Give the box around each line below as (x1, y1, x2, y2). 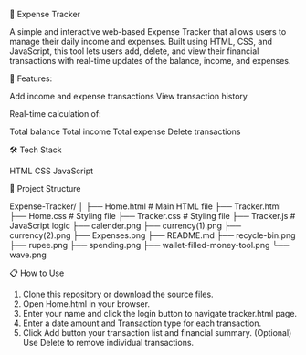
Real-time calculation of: (9, 109, 102, 119)
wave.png (9, 249, 47, 260)
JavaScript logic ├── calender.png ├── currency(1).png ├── (9, 220, 242, 231)
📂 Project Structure (9, 183, 81, 193)
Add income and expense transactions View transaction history (9, 91, 248, 101)
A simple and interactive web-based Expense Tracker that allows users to (9, 26, 287, 37)
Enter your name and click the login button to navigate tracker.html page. (22, 308, 298, 318)
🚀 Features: (9, 73, 53, 84)
